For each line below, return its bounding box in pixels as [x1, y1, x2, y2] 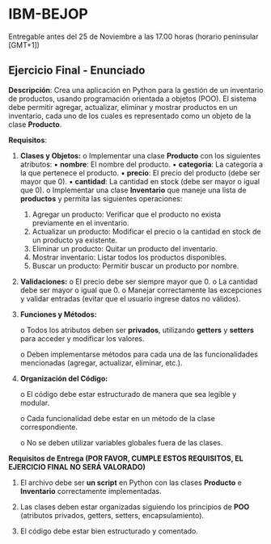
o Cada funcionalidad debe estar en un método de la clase [19, 413, 216, 423]
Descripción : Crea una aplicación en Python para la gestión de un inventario [8, 85, 264, 95]
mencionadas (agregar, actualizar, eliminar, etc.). [19, 357, 183, 368]
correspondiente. [19, 422, 78, 432]
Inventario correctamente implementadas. [19, 486, 162, 496]
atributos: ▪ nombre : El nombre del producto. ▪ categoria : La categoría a [19, 159, 264, 169]
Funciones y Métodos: [19, 309, 97, 319]
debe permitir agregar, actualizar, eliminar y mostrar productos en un [8, 102, 238, 112]
